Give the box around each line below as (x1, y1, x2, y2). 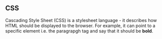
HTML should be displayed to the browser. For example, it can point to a (5, 22, 155, 28)
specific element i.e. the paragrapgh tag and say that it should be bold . (5, 27, 153, 34)
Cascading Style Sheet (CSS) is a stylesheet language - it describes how (5, 17, 157, 23)
